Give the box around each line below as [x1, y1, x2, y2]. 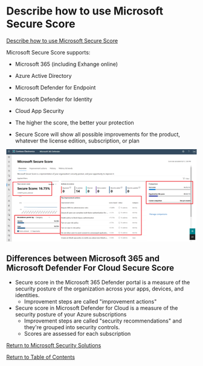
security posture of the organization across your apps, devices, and [14, 285, 184, 292]
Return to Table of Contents [6, 353, 76, 361]
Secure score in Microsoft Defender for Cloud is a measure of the [14, 304, 178, 312]
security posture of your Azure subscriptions [14, 311, 127, 318]
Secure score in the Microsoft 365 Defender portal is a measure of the [14, 279, 190, 286]
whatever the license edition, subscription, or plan [14, 137, 140, 144]
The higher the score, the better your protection [14, 119, 134, 126]
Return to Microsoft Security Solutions [6, 342, 101, 349]
